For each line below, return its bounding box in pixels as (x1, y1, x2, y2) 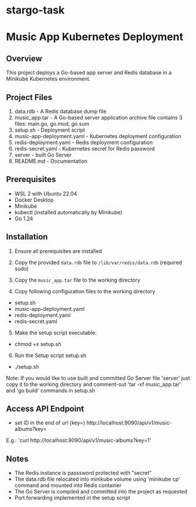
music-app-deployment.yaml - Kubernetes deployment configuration (14, 133, 181, 139)
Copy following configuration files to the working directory (14, 287, 156, 294)
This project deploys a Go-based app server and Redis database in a (6, 69, 172, 76)
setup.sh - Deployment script (14, 126, 85, 133)
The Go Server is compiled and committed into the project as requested (14, 488, 188, 495)
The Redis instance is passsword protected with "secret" (14, 470, 152, 477)
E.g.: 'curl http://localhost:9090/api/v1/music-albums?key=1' (6, 437, 152, 444)
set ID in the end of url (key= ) (14, 419, 85, 426)
